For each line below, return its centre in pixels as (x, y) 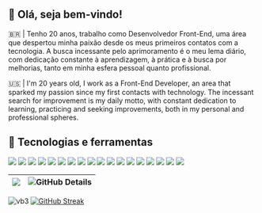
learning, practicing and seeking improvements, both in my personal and (126, 108)
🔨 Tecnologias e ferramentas (80, 142)
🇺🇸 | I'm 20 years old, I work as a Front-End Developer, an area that (120, 83)
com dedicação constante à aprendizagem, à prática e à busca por (118, 59)
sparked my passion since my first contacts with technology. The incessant (131, 92)
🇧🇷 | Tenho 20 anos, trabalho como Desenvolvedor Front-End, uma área (127, 33)
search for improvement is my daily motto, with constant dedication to (122, 101)
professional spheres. (44, 117)
